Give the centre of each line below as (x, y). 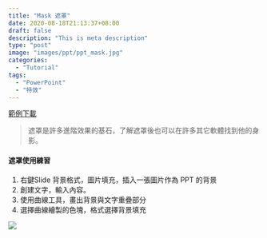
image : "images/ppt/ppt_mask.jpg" (66, 53)
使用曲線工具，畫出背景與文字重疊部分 (83, 200)
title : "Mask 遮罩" (40, 16)
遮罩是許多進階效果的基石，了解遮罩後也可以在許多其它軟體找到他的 (140, 131)
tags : (17, 75)
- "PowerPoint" (41, 82)
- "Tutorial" (37, 68)
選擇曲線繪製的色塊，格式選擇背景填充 (83, 209)
